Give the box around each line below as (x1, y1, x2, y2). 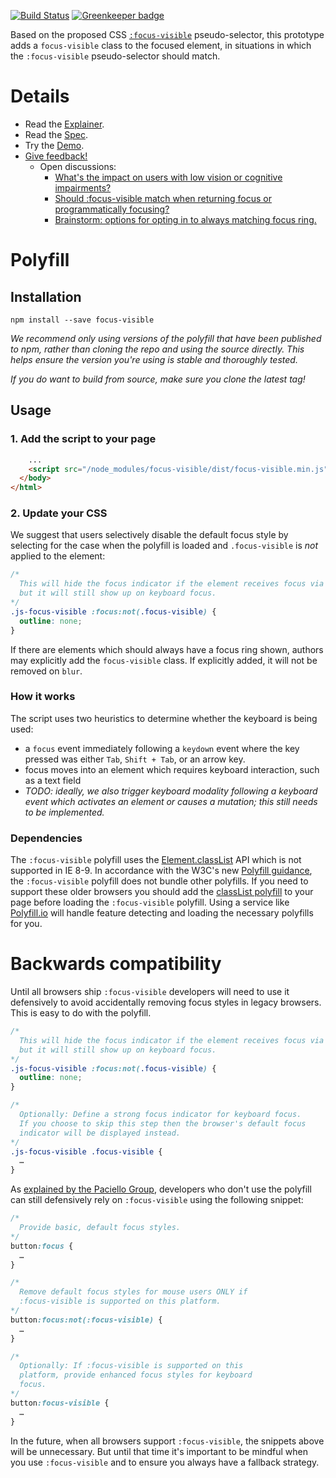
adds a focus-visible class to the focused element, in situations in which (10, 40, 312, 51)
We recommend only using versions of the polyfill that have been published (10, 332, 322, 344)
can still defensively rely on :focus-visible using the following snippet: (10, 1194, 304, 1206)
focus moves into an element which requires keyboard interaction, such (24, 763, 320, 775)
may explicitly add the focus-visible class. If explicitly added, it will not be (10, 654, 318, 666)
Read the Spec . (24, 128, 88, 140)
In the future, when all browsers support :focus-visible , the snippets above (10, 1435, 325, 1447)
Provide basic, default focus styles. (19, 1223, 182, 1233)
